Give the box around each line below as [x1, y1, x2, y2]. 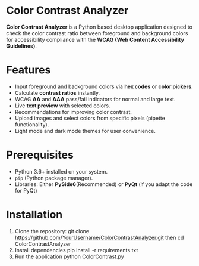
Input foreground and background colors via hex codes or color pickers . [14, 83, 193, 90]
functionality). [14, 120, 49, 128]
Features [6, 63, 51, 77]
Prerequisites [6, 149, 74, 162]
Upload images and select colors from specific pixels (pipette [14, 115, 165, 122]
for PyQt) [14, 187, 37, 194]
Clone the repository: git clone [14, 227, 89, 234]
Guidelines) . [6, 42, 37, 50]
